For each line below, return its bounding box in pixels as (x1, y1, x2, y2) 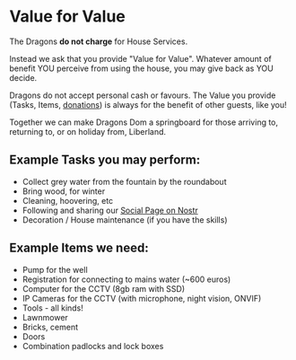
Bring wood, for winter (22, 186, 106, 197)
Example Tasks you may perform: (9, 153, 201, 168)
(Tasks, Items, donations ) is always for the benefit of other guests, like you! (9, 99, 287, 110)
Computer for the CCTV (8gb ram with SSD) (22, 283, 186, 294)
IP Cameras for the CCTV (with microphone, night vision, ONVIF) (22, 293, 262, 303)
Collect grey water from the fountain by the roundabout (22, 176, 227, 187)
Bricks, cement (22, 321, 79, 332)
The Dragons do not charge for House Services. (9, 36, 188, 47)
